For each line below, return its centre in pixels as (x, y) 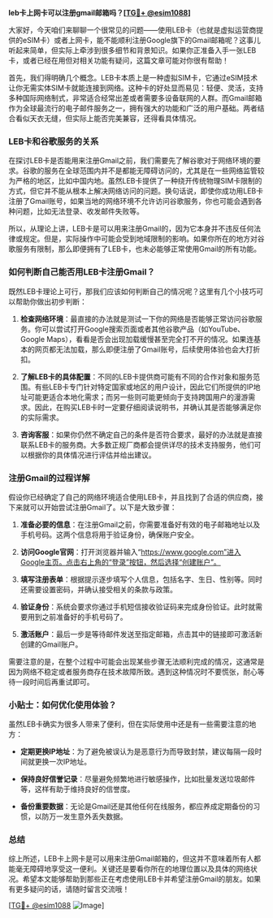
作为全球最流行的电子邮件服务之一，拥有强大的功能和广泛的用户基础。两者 (133, 108)
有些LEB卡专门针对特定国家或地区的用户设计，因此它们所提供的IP (144, 387)
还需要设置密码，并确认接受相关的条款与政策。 (98, 589)
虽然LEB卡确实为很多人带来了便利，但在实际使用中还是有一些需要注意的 (129, 724)
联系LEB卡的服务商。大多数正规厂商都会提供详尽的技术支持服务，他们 (137, 444)
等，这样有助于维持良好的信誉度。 (77, 789)
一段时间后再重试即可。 (54, 682)
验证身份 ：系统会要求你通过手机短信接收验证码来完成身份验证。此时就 (138, 606)
